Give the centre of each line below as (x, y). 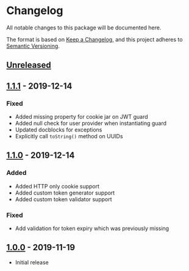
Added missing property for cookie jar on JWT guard (81, 117)
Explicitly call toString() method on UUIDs (69, 136)
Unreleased (29, 65)
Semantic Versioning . (33, 46)
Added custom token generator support (65, 193)
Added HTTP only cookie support (57, 186)
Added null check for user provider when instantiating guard (91, 124)
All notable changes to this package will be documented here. (84, 28)
